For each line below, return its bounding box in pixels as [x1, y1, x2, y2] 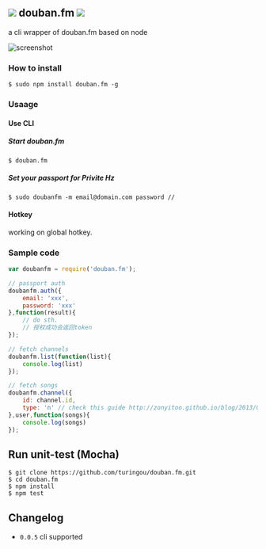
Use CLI [8, 118, 34, 128]
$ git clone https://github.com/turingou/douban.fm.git [8, 469, 196, 477]
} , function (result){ [8, 309, 77, 317]
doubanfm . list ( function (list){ [8, 353, 112, 360]
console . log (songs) [22, 418, 87, 426]
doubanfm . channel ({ [8, 389, 73, 397]
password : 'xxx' [22, 301, 77, 310]
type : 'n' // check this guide [22, 404, 126, 412]
